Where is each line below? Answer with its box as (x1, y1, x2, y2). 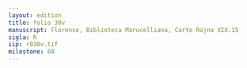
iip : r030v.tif (8, 41, 59, 48)
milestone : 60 (8, 48, 55, 55)
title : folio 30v (8, 19, 66, 27)
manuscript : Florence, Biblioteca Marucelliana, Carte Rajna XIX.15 (8, 26, 239, 34)
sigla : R (8, 33, 37, 41)
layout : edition (8, 11, 62, 20)
